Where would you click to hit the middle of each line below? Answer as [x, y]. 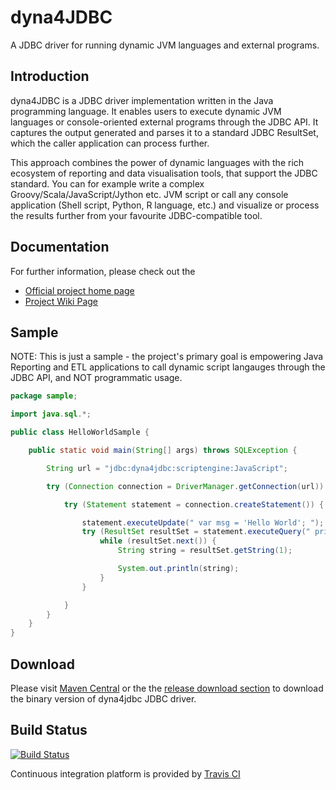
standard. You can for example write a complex [107, 183]
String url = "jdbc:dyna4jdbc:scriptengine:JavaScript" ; [167, 468]
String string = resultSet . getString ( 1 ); [205, 551]
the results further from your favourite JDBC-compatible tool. [136, 215]
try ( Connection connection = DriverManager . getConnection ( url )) [185, 486]
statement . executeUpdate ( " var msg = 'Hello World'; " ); [203, 522]
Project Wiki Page [61, 301]
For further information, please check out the [103, 271]
